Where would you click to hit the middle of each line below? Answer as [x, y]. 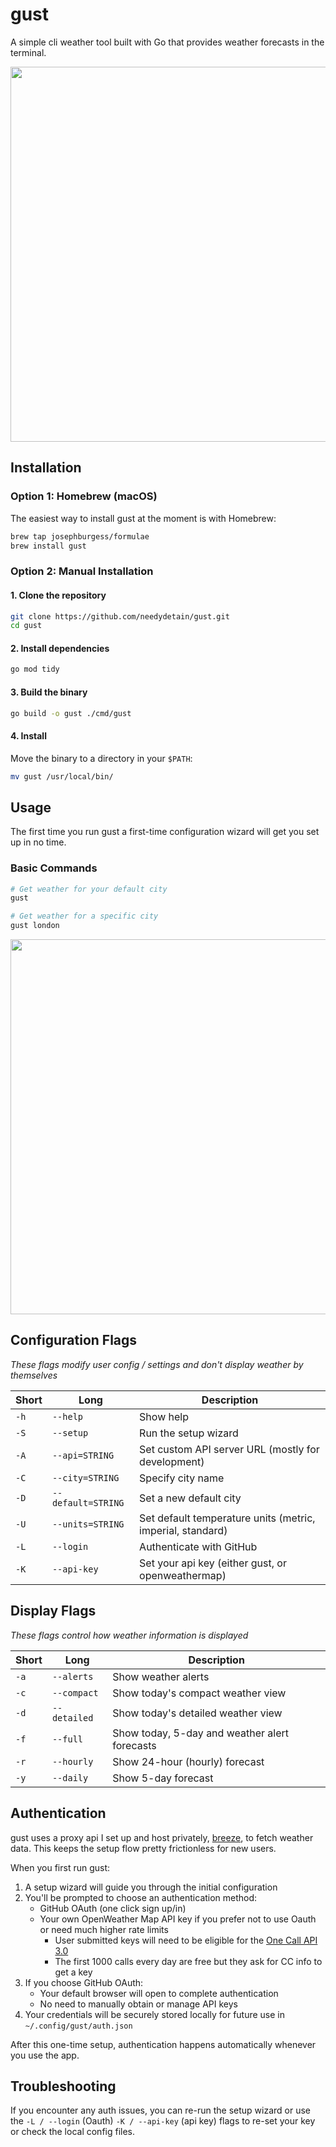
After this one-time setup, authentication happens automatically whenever [163, 2044]
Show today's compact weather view [199, 1693]
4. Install [28, 736]
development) [172, 1461]
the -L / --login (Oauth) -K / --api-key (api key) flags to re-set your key [163, 2121]
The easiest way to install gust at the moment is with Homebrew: [143, 518]
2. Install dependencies [60, 648]
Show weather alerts [161, 1676]
